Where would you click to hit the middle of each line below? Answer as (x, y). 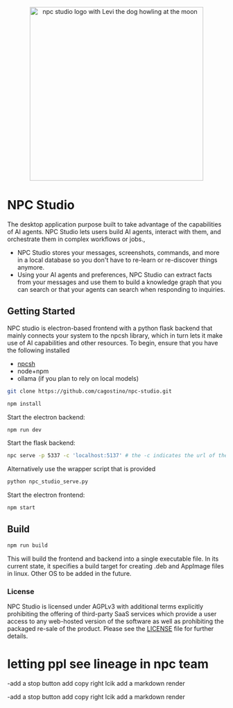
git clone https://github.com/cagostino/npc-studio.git (89, 391)
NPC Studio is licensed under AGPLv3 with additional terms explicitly (105, 606)
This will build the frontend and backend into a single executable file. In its (113, 559)
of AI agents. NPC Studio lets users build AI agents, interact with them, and (114, 231)
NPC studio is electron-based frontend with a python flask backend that (110, 328)
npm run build (28, 545)
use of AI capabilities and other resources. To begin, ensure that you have (113, 343)
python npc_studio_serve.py (48, 482)
